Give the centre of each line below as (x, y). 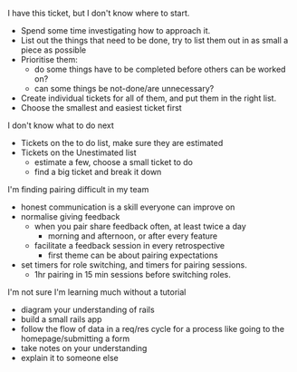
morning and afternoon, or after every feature (133, 236)
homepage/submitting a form (75, 338)
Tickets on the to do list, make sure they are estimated (122, 143)
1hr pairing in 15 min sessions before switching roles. (133, 274)
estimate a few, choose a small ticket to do (114, 162)
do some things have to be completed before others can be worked (160, 69)
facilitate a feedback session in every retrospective (129, 245)
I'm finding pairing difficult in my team (78, 189)
